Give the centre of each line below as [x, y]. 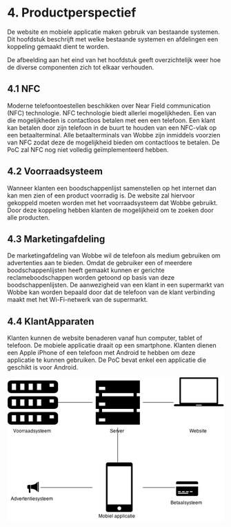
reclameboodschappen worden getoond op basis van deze [91, 278]
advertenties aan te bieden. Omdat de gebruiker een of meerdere [100, 263]
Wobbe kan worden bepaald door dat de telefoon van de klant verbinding [111, 292]
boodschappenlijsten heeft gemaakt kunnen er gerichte [86, 270]
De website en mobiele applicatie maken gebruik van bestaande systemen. [114, 32]
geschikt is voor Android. [43, 367]
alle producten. [29, 217]
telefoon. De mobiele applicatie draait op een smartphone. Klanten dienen [112, 345]
